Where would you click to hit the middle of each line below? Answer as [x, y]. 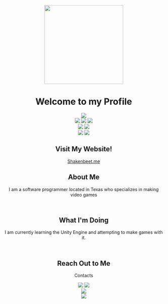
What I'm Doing [84, 220]
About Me [84, 177]
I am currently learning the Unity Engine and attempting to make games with [84, 232]
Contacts [84, 276]
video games [84, 195]
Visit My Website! [84, 149]
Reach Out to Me [84, 263]
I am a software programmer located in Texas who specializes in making [84, 189]
